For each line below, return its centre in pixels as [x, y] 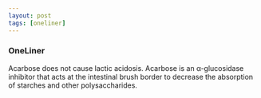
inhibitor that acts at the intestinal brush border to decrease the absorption [131, 76]
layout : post [30, 16]
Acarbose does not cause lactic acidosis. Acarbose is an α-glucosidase [126, 68]
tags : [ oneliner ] [37, 23]
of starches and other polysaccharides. [73, 85]
